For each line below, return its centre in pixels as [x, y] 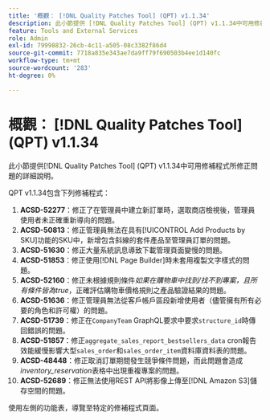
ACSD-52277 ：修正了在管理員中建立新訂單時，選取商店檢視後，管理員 [137, 210]
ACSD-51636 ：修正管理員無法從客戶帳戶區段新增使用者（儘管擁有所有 [137, 300]
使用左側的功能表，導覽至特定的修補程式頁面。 [86, 407]
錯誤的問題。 [48, 330]
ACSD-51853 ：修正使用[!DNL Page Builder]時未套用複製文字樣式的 [131, 260]
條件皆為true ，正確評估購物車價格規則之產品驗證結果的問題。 [129, 290]
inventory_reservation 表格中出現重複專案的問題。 [102, 370]
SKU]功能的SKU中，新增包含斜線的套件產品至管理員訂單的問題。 [127, 240]
